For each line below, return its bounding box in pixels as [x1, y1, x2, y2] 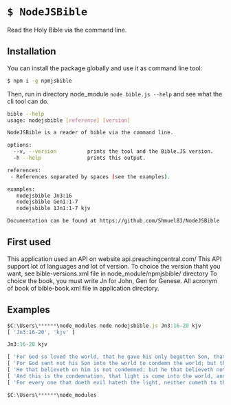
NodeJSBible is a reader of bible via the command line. [7, 129, 174, 136]
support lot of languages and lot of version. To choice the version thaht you [7, 262, 221, 270]
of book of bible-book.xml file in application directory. [7, 284, 159, 292]
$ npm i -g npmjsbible [7, 77, 72, 84]
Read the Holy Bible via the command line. [7, 25, 127, 34]
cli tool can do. [7, 97, 49, 105]
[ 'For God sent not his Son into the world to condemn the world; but [7, 360, 217, 367]
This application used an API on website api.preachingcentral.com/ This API [7, 254, 222, 263]
